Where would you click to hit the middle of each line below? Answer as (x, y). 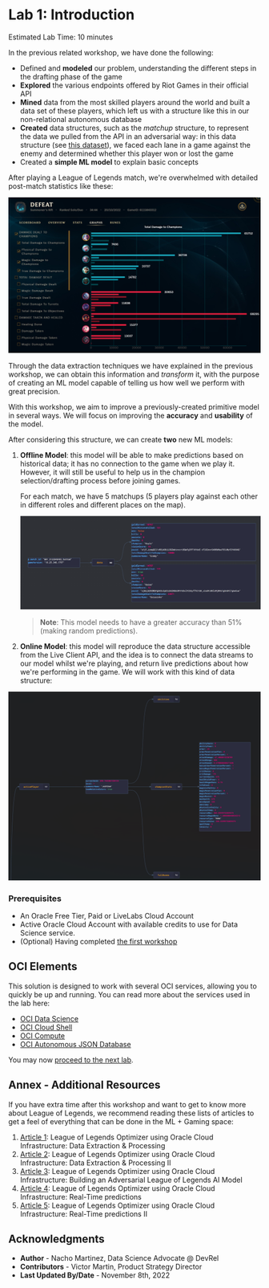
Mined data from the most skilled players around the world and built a (135, 102)
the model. (26, 424)
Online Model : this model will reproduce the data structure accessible (135, 646)
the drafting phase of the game (71, 76)
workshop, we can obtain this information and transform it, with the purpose (134, 374)
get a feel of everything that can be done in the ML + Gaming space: (121, 1121)
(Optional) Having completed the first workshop (98, 942)
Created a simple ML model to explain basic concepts (109, 161)
